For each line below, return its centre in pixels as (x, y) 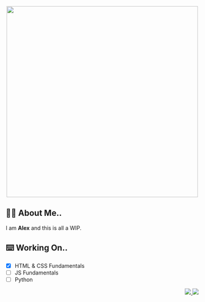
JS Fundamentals (36, 273)
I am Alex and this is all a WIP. (44, 228)
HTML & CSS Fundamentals (50, 265)
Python (24, 279)
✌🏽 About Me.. (34, 213)
